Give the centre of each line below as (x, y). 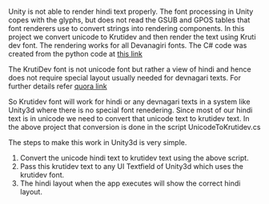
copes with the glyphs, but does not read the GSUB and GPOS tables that (129, 20)
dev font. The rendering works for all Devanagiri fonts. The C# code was (128, 45)
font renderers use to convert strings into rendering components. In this (126, 28)
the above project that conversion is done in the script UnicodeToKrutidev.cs (134, 127)
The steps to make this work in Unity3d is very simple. (98, 142)
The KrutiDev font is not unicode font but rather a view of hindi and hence (130, 69)
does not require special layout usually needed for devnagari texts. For (125, 78)
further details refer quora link (58, 86)
